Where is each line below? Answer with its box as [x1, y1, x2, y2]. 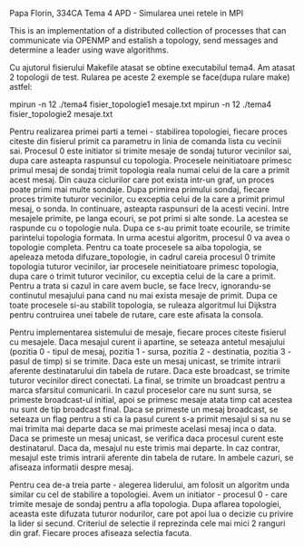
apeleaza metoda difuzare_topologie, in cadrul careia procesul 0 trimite [9, 251, 276, 262]
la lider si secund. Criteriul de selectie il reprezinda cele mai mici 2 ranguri [9, 518, 286, 529]
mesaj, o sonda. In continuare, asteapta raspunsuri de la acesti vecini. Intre [9, 203, 289, 214]
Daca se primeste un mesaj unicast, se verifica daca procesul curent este [9, 433, 284, 444]
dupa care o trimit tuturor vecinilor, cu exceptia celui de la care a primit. [9, 271, 277, 281]
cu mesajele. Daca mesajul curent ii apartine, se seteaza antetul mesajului [9, 337, 286, 347]
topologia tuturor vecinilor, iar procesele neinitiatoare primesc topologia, [9, 261, 279, 271]
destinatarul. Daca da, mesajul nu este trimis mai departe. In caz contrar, [9, 443, 280, 453]
